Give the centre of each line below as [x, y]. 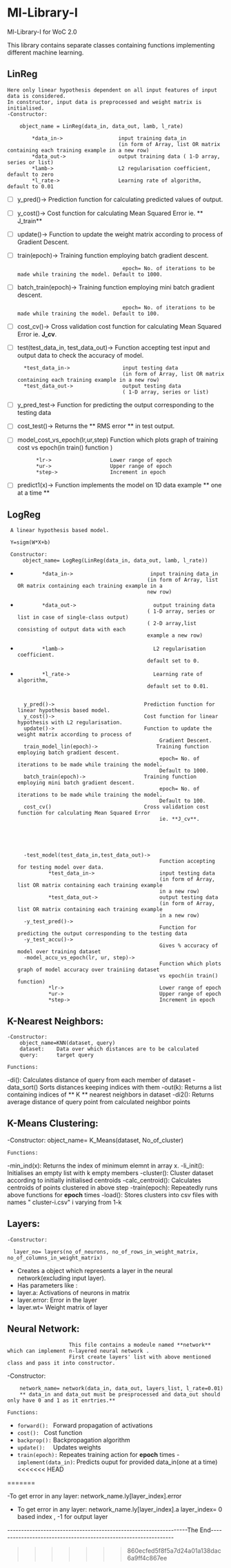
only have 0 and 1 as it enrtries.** [61, 1401]
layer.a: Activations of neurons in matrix [73, 1292]
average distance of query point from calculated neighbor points [99, 1102]
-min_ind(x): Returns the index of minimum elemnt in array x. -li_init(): [106, 1165]
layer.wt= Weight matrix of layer [62, 1307]
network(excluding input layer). [61, 1278]
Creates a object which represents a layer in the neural [95, 1270]
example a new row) [175, 635]
